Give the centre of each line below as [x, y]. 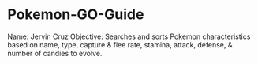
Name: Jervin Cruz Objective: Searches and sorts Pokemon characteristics [129, 36]
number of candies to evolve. [55, 53]
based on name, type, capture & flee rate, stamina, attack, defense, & [120, 44]
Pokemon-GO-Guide [76, 15]
